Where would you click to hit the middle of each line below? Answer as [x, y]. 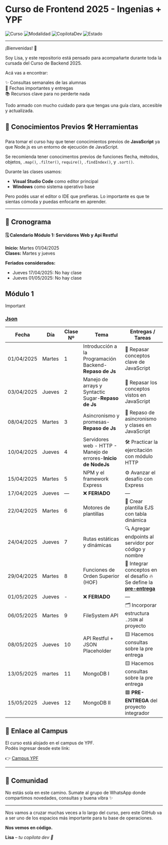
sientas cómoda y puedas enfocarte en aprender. [56, 202]
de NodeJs [96, 465]
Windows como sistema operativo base [53, 187]
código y [135, 549]
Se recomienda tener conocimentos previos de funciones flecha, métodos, [82, 157]
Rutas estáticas [101, 539]
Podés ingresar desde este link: [37, 748]
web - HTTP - [100, 446]
